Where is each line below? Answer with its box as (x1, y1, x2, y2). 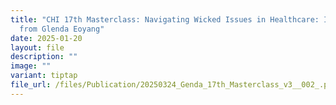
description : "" (10, 52, 78, 62)
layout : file (10, 42, 65, 53)
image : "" (10, 61, 52, 71)
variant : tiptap (10, 71, 78, 81)
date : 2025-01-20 (10, 33, 83, 43)
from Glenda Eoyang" (19, 24, 105, 34)
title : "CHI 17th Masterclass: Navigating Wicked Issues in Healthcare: (10, 14, 320, 25)
